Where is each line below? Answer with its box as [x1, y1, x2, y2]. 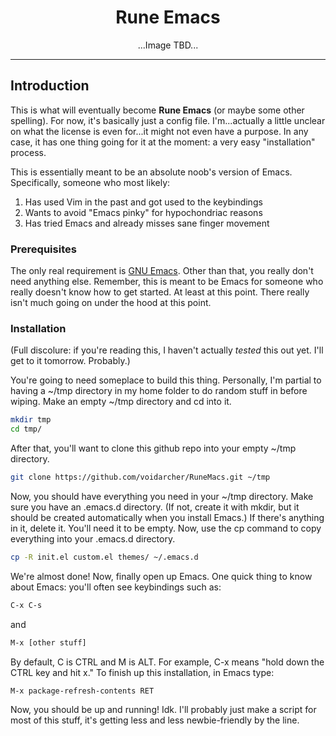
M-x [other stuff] [10, 637, 87, 648]
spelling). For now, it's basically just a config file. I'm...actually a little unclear [10, 114, 326, 126]
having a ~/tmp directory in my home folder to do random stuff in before [10, 385, 308, 397]
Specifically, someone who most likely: [10, 176, 171, 188]
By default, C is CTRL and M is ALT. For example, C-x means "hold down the [10, 656, 325, 668]
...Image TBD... [137, 39, 199, 51]
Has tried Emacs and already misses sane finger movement [24, 217, 270, 229]
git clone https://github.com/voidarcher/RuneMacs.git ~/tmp [10, 472, 271, 483]
